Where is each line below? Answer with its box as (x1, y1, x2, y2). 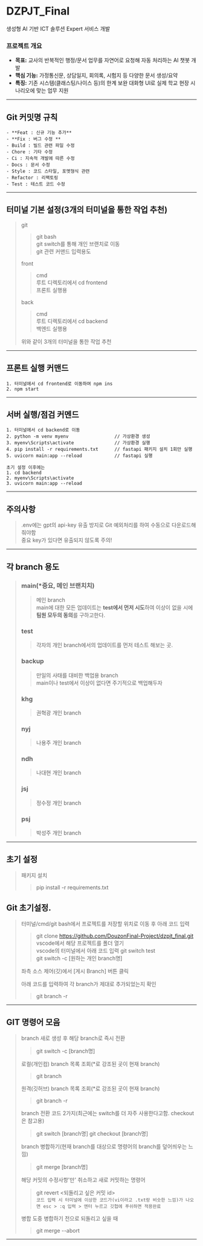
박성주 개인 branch (36, 829, 82, 837)
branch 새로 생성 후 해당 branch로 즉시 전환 (21, 1034, 126, 1042)
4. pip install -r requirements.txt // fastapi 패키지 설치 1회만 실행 (6, 447, 193, 453)
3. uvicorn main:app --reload (6, 481, 83, 487)
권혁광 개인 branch (36, 709, 82, 716)
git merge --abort (36, 1227, 80, 1234)
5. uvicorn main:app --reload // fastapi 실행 (6, 453, 153, 459)
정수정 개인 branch (36, 799, 82, 807)
